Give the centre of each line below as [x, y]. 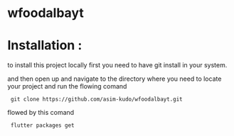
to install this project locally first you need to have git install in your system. [117, 65]
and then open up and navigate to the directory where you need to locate [115, 79]
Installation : [45, 46]
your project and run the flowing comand [67, 86]
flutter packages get [42, 125]
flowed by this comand [41, 113]
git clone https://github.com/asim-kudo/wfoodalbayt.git [96, 100]
